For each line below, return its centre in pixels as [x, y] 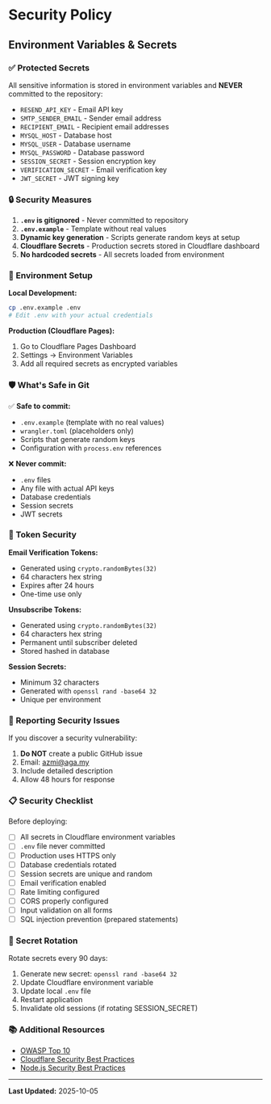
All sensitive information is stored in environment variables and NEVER [126, 85]
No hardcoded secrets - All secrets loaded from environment [122, 255]
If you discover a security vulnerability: [73, 738]
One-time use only [51, 594]
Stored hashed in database [65, 651]
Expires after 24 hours [57, 585]
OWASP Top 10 [45, 1050]
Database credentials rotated [68, 864]
